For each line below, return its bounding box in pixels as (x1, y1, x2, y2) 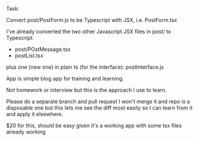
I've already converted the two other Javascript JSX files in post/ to (6, 28, 171, 35)
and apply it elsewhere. (6, 111, 64, 117)
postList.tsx (14, 52, 43, 59)
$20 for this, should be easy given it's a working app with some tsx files (6, 122, 182, 129)
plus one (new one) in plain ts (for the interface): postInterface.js (6, 63, 165, 70)
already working (6, 129, 46, 135)
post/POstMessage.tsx (14, 46, 71, 53)
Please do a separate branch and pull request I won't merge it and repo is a (6, 98, 190, 105)
